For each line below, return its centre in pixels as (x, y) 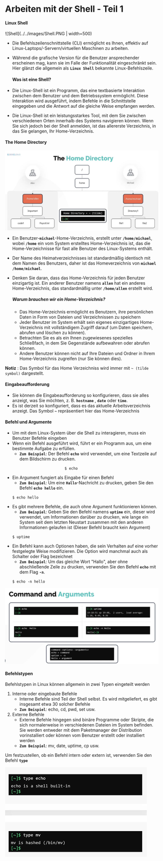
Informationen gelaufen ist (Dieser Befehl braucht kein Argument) (85, 527)
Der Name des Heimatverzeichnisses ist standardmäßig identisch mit (81, 258)
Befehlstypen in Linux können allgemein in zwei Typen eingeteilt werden (77, 684)
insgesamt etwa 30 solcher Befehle (55, 704)
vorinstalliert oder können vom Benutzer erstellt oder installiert (82, 735)
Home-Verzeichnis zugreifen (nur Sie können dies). (71, 359)
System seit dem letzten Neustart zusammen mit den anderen (81, 522)
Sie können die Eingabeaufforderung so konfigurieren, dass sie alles (81, 395)
